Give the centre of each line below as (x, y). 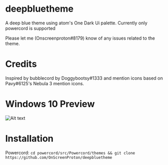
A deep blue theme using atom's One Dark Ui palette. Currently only (76, 23)
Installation (29, 139)
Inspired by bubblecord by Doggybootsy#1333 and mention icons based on (84, 78)
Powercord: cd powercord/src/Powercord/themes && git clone (70, 152)
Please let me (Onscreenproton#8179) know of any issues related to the (80, 38)
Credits (21, 64)
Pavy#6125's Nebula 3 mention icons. (45, 83)
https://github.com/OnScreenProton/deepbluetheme (59, 157)
